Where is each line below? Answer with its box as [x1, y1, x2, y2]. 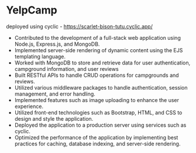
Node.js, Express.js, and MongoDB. [14, 40, 100, 47]
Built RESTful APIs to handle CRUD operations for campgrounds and [14, 72, 180, 79]
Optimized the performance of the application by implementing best [14, 134, 178, 141]
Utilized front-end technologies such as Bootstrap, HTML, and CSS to [14, 109, 183, 116]
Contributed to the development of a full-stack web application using [14, 34, 181, 41]
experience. [14, 103, 44, 110]
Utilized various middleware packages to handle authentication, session [14, 84, 188, 91]
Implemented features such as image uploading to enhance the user [14, 96, 180, 103]
